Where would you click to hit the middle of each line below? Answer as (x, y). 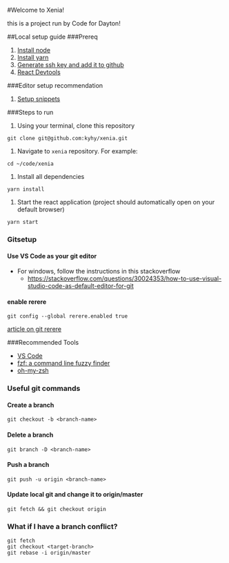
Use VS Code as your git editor (52, 256)
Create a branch (31, 405)
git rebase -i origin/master (49, 553)
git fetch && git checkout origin (57, 509)
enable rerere (27, 302)
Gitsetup (22, 239)
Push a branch (28, 465)
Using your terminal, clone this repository (76, 126)
